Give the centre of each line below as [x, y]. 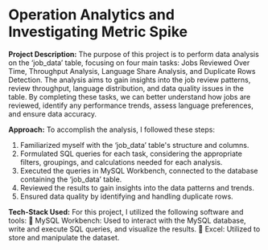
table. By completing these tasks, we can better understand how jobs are [130, 96]
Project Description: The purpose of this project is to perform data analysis [134, 54]
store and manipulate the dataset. [64, 237]
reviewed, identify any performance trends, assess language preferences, [131, 105]
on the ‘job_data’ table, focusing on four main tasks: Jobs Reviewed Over [129, 63]
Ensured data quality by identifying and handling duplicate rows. [126, 196]
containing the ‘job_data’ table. [71, 179]
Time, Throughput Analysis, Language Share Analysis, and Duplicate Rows [132, 71]
